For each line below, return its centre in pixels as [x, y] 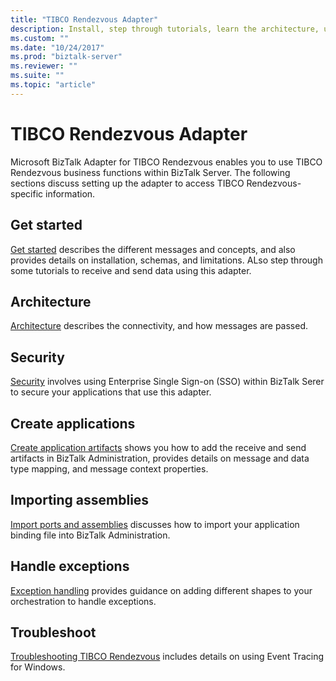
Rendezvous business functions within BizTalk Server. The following [150, 172]
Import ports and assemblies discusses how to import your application [155, 524]
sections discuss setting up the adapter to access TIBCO [127, 183]
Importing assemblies [80, 500]
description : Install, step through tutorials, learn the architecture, [165, 29]
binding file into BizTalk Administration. [90, 535]
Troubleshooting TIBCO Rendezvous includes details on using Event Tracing [167, 657]
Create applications [73, 423]
